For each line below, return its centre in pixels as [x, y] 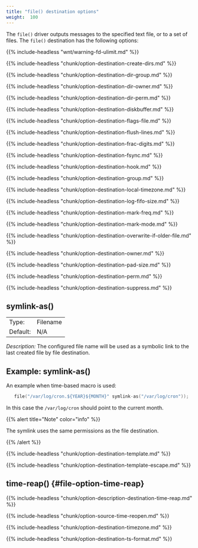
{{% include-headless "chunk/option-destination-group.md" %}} [85, 178]
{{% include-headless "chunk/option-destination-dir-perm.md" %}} [89, 98]
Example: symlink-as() [48, 371]
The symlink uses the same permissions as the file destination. [82, 431]
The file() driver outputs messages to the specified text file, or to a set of [97, 34]
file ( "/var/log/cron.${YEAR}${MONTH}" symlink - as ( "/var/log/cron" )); [101, 397]
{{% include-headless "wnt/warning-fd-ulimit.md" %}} [73, 52]
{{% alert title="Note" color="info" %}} [53, 419]
